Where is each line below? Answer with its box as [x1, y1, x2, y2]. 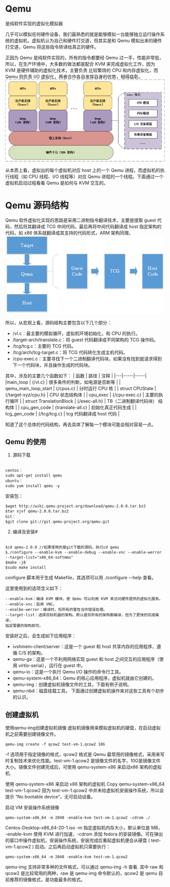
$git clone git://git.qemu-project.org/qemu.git [5, 519, 110, 524]
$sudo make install [5, 565, 47, 570]
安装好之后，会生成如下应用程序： [5, 633, 76, 639]
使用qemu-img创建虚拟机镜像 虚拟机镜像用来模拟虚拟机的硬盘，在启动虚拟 [5, 725, 161, 731]
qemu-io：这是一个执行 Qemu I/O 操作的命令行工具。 [12, 669, 124, 675]
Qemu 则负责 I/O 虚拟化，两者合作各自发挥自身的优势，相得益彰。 [5, 73, 143, 79]
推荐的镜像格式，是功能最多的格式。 [9, 876, 85, 883]
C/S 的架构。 [18, 650, 46, 656]
